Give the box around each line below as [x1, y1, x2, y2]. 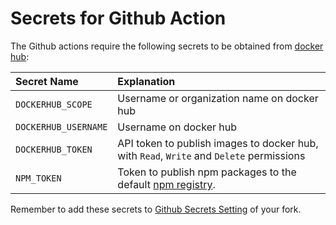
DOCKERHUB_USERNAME [15, 121, 108, 132]
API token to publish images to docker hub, [117, 136, 319, 150]
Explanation [117, 74, 176, 88]
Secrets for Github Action [10, 7, 227, 30]
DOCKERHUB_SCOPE [15, 98, 93, 110]
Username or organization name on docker [117, 91, 319, 105]
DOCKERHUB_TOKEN [15, 143, 93, 155]
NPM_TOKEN [15, 172, 62, 184]
